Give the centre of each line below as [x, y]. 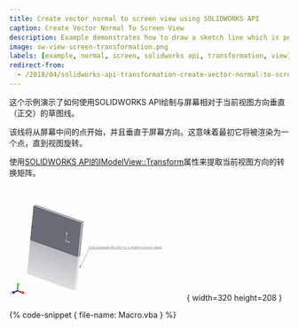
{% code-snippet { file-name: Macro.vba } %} [93, 315]
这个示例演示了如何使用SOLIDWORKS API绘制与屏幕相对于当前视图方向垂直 [147, 102]
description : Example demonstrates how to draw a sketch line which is [144, 37]
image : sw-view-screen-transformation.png [89, 47]
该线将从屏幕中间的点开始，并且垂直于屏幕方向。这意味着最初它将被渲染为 [145, 132]
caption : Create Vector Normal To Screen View [97, 28]
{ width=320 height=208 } [235, 297]
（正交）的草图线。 [44, 113]
